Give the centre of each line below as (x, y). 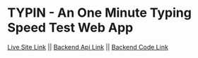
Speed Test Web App (70, 28)
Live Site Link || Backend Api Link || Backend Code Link (88, 47)
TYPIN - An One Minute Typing (100, 13)
